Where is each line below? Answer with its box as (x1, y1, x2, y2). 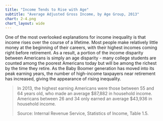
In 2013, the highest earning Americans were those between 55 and (17, 85, 155, 91)
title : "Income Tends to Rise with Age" (5, 7, 89, 12)
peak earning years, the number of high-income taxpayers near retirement (5, 71, 156, 76)
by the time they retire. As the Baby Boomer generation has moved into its (5, 66, 155, 72)
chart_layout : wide (5, 21, 45, 26)
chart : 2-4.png (5, 16, 36, 21)
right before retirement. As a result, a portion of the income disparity (5, 50, 143, 56)
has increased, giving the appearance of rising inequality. (5, 76, 121, 82)
